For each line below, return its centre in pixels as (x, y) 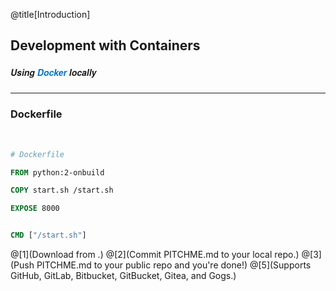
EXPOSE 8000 (35, 209)
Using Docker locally (53, 72)
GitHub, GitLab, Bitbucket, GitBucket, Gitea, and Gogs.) (123, 276)
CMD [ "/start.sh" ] (48, 235)
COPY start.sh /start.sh (62, 190)
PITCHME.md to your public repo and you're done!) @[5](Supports (174, 265)
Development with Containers (105, 45)
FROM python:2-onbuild (57, 172)
